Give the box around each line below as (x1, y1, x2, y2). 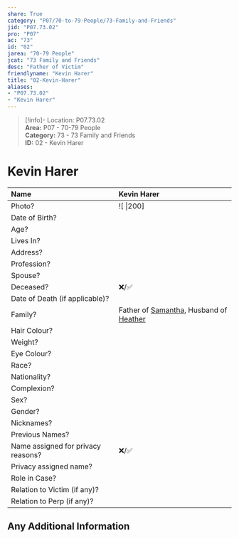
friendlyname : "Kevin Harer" (7, 70, 94, 77)
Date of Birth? (11, 213, 57, 223)
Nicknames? (11, 417, 53, 427)
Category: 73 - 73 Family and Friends (24, 131, 136, 139)
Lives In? (11, 235, 41, 245)
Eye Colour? (11, 348, 52, 358)
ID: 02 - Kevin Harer (24, 139, 84, 146)
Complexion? (11, 383, 55, 393)
